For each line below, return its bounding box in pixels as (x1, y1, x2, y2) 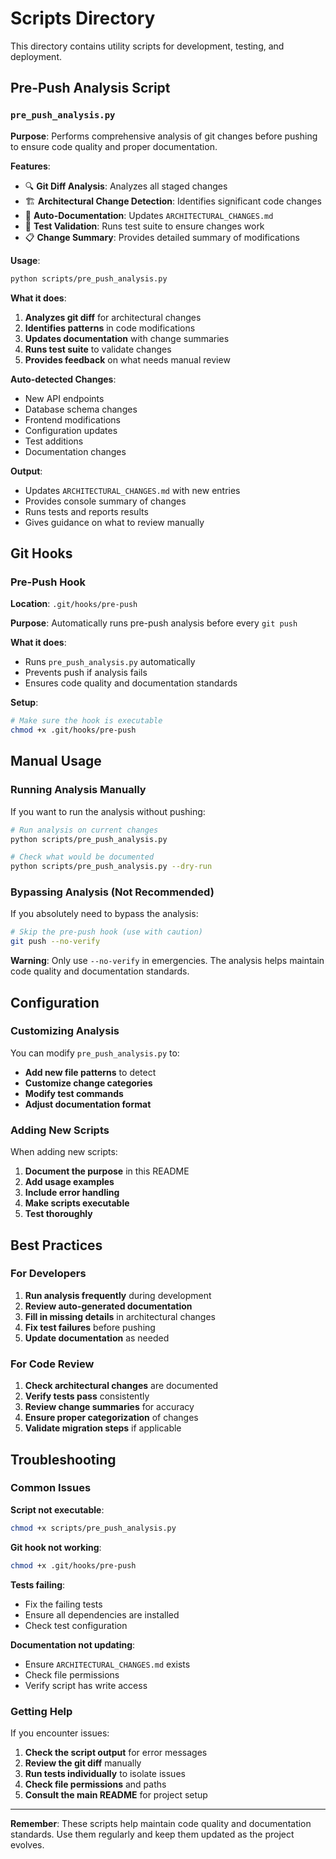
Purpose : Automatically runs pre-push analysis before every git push (10, 617, 298, 629)
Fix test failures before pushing (24, 1321, 156, 1333)
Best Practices (10, 1237, 103, 1254)
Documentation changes (24, 445, 127, 457)
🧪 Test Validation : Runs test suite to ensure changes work (24, 220, 265, 232)
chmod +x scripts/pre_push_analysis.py (10, 1523, 177, 1533)
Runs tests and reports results (24, 505, 149, 517)
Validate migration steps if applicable (24, 1422, 182, 1434)
